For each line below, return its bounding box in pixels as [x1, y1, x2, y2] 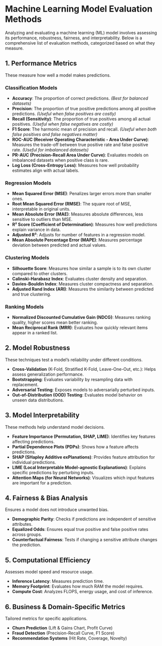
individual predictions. [12, 459, 57, 465]
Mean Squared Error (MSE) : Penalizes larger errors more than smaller [12, 191, 152, 197]
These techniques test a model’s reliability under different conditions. [5, 357, 143, 363]
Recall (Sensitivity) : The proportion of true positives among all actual [12, 116, 151, 122]
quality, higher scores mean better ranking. [12, 319, 98, 325]
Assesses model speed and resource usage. [5, 569, 93, 575]
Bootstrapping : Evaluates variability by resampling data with [12, 376, 133, 382]
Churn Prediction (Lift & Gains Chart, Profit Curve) [12, 625, 113, 630]
